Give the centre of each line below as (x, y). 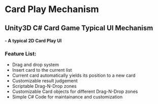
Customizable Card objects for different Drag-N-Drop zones (75, 91)
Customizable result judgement (45, 81)
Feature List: (21, 54)
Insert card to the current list (42, 70)
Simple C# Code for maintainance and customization (67, 97)
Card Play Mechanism (52, 9)
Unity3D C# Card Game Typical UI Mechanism (79, 28)
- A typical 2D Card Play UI (33, 41)
